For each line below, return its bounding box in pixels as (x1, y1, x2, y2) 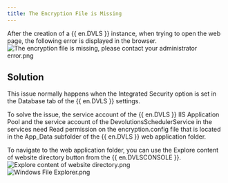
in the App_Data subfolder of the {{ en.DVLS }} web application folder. (7, 132, 207, 141)
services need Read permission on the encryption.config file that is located (7, 125, 221, 134)
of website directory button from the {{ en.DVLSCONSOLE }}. (7, 153, 182, 162)
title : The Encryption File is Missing (7, 10, 122, 17)
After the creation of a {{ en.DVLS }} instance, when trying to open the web (7, 29, 221, 37)
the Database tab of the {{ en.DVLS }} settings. (7, 97, 140, 105)
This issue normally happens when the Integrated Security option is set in (7, 89, 216, 98)
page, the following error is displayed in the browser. (7, 36, 157, 45)
